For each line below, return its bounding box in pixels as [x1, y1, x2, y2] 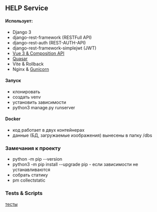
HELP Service [5, 4, 48, 12]
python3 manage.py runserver [12, 104, 75, 110]
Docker [5, 116, 21, 122]
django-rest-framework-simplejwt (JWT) [12, 45, 96, 51]
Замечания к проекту [5, 145, 61, 152]
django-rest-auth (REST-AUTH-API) [12, 39, 86, 45]
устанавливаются [12, 167, 50, 173]
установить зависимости [12, 99, 66, 105]
